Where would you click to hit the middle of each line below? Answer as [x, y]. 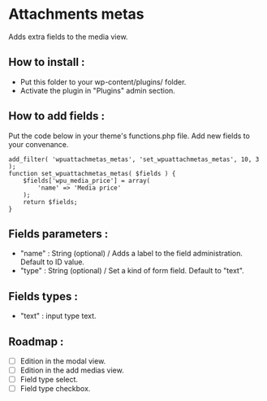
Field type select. [49, 380]
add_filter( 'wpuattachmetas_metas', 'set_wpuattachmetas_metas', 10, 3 [134, 159]
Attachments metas [76, 14]
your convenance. [39, 144]
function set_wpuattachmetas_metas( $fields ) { [92, 173]
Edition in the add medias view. [72, 370]
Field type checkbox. [55, 389]
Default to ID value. [52, 262]
